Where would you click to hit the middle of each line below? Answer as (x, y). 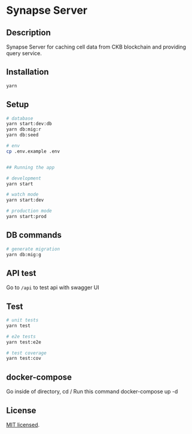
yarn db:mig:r (24, 129)
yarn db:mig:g (24, 254)
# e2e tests (21, 336)
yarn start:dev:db (29, 124)
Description (28, 33)
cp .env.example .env (33, 151)
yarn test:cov (24, 359)
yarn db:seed (22, 135)
